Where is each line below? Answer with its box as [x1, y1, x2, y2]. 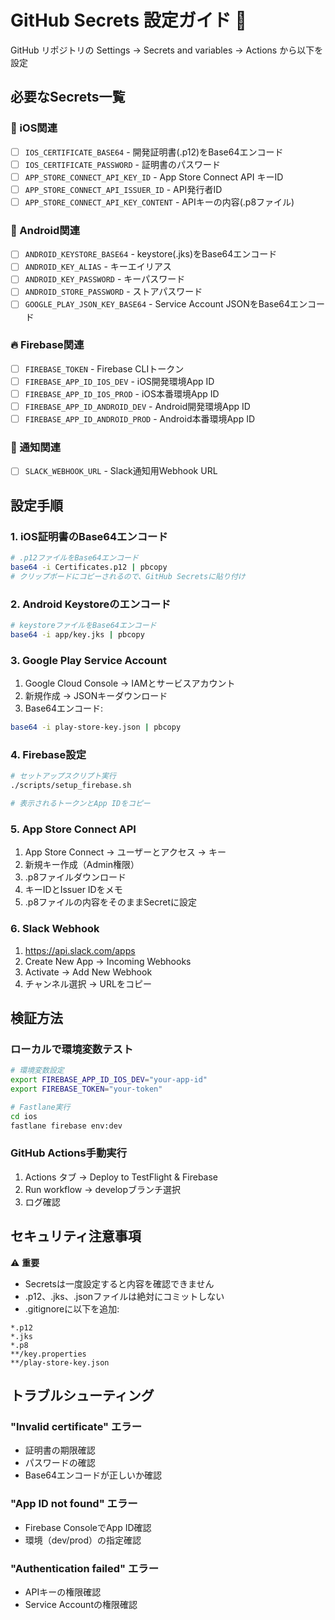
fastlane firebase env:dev [10, 1121, 123, 1131]
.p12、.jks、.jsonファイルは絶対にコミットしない [24, 1290, 225, 1302]
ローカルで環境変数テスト [10, 1042, 134, 1056]
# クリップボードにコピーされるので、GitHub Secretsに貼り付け [10, 571, 246, 581]
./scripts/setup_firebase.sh [10, 781, 132, 791]
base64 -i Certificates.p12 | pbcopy [10, 562, 168, 573]
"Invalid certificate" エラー [10, 1419, 143, 1433]
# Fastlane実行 [10, 1102, 71, 1112]
